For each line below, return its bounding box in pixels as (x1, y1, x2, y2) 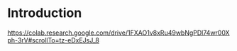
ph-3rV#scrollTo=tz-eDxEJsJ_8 (7, 35, 99, 44)
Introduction (7, 5, 82, 21)
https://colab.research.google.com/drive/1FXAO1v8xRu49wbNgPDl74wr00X (7, 28, 230, 37)
